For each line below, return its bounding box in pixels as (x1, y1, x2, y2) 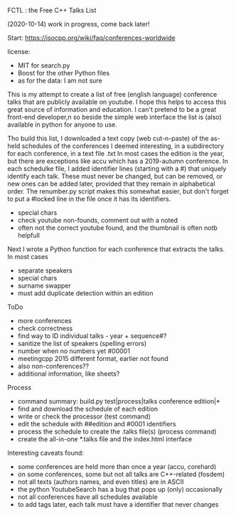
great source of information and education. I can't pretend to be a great (7, 105, 217, 113)
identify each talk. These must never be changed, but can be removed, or (7, 172, 222, 180)
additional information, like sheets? (17, 369, 120, 378)
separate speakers (17, 266, 73, 275)
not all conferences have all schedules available (17, 493, 158, 501)
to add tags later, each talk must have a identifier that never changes (17, 500, 219, 508)
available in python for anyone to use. (7, 120, 117, 129)
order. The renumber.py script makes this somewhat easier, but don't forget (7, 187, 229, 195)
